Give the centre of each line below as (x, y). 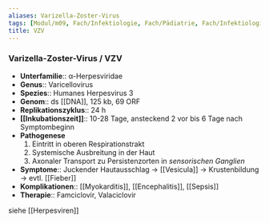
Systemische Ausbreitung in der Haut (93, 152)
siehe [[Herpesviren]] (44, 210)
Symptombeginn (47, 127)
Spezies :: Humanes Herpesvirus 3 (76, 93)
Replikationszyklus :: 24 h (63, 110)
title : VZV (26, 30)
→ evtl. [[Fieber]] (48, 177)
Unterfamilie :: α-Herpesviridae (71, 76)
